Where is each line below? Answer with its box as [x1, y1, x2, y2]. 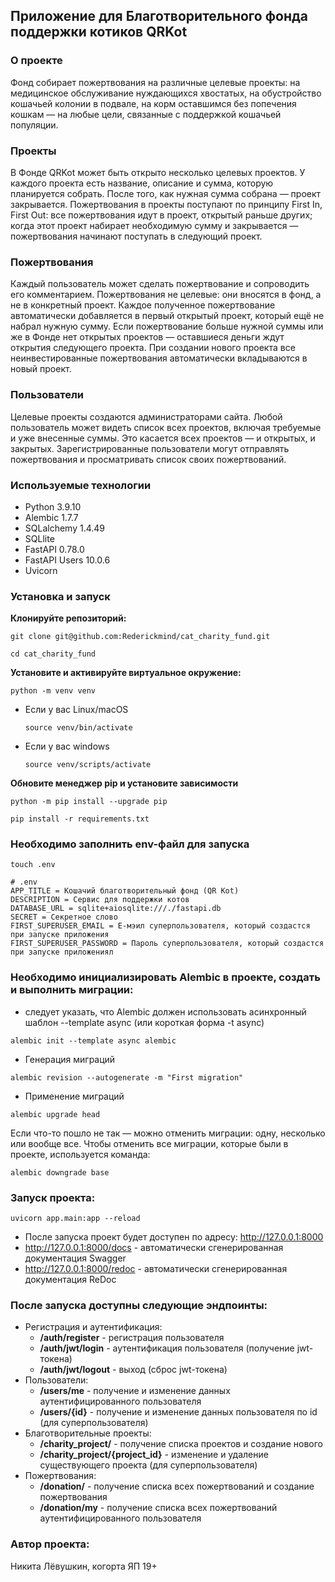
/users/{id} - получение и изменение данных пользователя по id [39, 1406, 318, 1418]
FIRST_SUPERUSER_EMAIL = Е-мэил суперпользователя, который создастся [10, 921, 311, 931]
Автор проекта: [10, 1537, 90, 1551]
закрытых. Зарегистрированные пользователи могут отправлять [10, 442, 290, 454]
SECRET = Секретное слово [10, 912, 118, 923]
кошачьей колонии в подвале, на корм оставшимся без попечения [10, 97, 297, 109]
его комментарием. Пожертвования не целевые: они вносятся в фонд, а [10, 289, 322, 301]
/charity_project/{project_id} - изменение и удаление [39, 1449, 269, 1461]
